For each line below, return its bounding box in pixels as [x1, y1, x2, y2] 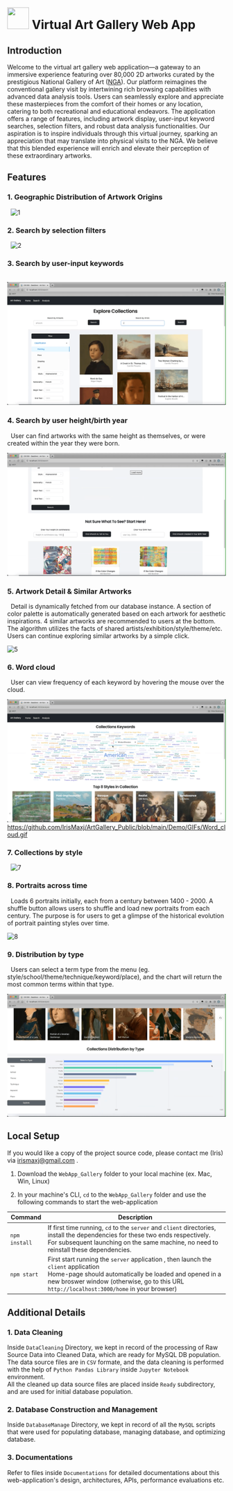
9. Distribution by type [7, 950, 85, 959]
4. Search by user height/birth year [7, 416, 128, 426]
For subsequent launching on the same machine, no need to [47, 1238, 218, 1246]
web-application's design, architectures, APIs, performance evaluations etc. [7, 1476, 225, 1484]
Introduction [7, 44, 62, 56]
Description [117, 1213, 153, 1222]
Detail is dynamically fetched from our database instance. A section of [10, 602, 212, 610]
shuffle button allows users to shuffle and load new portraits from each [7, 904, 210, 912]
